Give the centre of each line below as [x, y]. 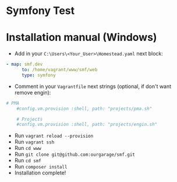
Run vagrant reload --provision [54, 136]
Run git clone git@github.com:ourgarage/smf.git [75, 154]
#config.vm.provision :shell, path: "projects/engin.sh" [87, 125]
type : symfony [39, 75]
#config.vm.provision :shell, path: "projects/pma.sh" [84, 108]
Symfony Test [40, 11]
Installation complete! [40, 173]
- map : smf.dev [24, 64]
